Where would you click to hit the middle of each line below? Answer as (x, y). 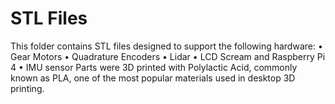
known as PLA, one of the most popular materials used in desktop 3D (153, 78)
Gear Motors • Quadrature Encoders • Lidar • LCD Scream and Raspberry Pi (168, 56)
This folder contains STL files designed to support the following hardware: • (166, 46)
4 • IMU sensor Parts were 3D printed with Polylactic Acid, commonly (154, 67)
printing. (27, 88)
